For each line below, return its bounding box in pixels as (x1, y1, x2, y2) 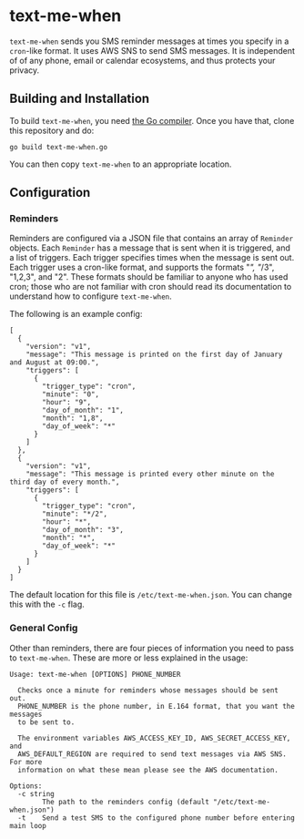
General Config (9, 621, 78, 634)
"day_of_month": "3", (42, 526, 125, 535)
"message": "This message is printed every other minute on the (25, 470, 275, 479)
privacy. (9, 65, 40, 76)
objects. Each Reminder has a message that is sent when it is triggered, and (9, 242, 291, 253)
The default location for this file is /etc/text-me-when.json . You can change (9, 589, 293, 600)
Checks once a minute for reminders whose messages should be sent (17, 685, 279, 695)
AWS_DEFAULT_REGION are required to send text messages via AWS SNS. (17, 749, 287, 759)
